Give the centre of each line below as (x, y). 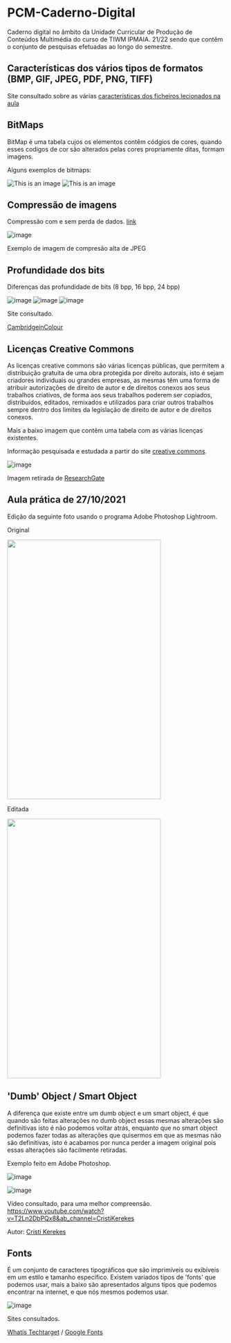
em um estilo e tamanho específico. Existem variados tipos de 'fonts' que (112, 1277)
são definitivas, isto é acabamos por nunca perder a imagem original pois (112, 1142)
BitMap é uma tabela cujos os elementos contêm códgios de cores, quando (115, 142)
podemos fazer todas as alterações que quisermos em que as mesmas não (114, 1135)
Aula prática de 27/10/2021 (66, 500)
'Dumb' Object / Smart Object (72, 1096)
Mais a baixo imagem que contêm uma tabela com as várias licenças (105, 430)
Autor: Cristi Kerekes (37, 1232)
